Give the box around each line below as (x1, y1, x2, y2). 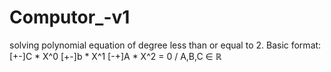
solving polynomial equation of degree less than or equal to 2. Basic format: (9, 39, 322, 51)
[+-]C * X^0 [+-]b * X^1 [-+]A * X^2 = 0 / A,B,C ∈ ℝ (9, 50, 222, 62)
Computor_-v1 (9, 6, 131, 29)
